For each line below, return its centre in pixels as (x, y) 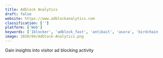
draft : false (18, 14)
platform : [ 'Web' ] (24, 28)
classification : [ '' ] (27, 23)
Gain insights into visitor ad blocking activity (49, 50)
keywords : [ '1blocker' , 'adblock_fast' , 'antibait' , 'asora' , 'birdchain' (83, 32)
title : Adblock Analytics (31, 9)
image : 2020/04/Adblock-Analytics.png (44, 37)
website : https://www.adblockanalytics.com (50, 18)
